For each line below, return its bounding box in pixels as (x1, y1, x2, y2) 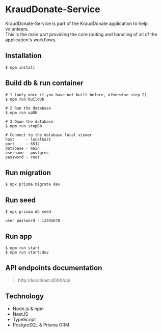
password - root (5, 154, 40, 160)
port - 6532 (5, 141, 40, 146)
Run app (5, 232, 32, 240)
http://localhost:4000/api (17, 277, 71, 283)
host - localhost (5, 136, 51, 142)
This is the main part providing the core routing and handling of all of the (5, 31, 157, 37)
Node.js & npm (12, 306, 44, 312)
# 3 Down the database (5, 119, 53, 124)
